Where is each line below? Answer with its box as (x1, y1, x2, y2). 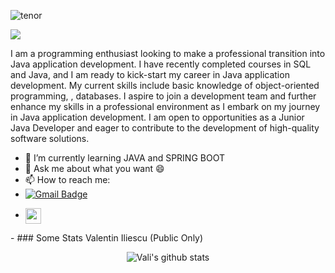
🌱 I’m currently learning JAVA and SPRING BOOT (24, 152, 225, 164)
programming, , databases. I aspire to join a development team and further (10, 90, 317, 102)
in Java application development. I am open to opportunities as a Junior (10, 111, 305, 123)
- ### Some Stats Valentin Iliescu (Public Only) (10, 232, 204, 244)
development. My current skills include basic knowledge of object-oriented (10, 80, 320, 91)
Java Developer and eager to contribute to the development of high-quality (10, 122, 320, 134)
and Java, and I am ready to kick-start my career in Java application (10, 69, 290, 80)
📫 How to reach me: (24, 174, 111, 185)
